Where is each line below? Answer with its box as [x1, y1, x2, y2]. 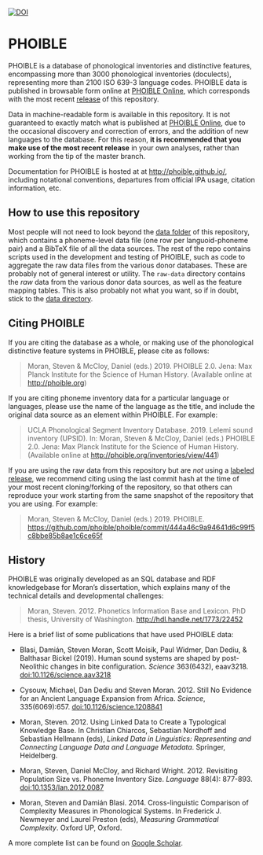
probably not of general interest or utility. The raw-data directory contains [8, 268, 246, 278]
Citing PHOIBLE [8, 317, 85, 330]
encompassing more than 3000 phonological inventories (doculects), [8, 69, 232, 79]
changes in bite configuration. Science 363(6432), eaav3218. [49, 662, 249, 672]
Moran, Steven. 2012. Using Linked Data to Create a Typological [19, 717, 226, 727]
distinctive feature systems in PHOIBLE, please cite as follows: [8, 346, 210, 356]
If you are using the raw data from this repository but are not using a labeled [8, 465, 255, 475]
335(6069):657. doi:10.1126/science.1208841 [19, 702, 163, 712]
